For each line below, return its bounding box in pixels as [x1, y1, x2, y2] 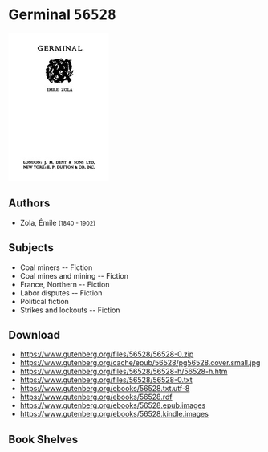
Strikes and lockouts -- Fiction [19, 305, 120, 315]
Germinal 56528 [8, 6, 116, 24]
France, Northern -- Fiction [19, 279, 110, 289]
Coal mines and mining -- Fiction [19, 271, 129, 280]
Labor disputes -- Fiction [19, 287, 103, 298]
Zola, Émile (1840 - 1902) [19, 218, 96, 227]
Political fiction [19, 296, 70, 306]
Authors [8, 197, 51, 210]
